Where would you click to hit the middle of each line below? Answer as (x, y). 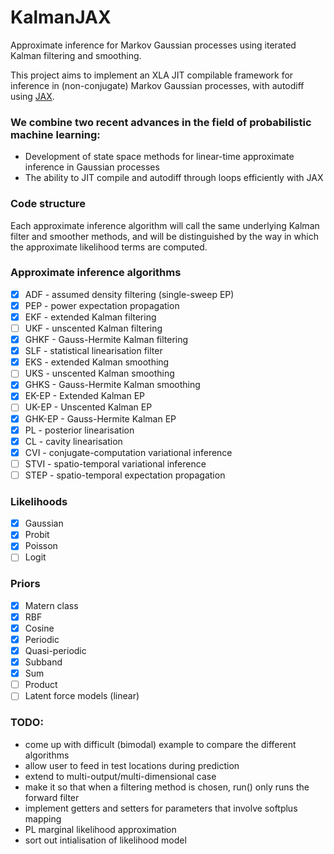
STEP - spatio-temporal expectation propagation (125, 475)
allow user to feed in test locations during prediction (132, 765)
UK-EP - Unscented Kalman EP (88, 407)
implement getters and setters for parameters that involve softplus (161, 808)
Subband (43, 662)
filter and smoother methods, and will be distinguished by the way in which (164, 236)
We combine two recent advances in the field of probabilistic (161, 122)
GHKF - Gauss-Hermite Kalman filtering (106, 340)
